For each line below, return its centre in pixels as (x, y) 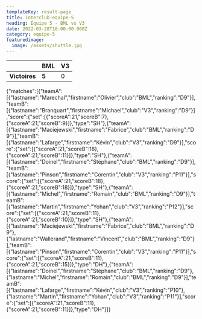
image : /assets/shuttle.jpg (47, 46)
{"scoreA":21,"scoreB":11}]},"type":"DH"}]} (58, 309)
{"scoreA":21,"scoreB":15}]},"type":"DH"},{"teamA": (70, 264)
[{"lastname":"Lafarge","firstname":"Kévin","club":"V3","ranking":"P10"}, (96, 290)
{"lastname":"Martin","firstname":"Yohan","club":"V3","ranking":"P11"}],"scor (101, 296)
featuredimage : (25, 40)
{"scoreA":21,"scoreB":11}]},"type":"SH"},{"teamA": (69, 155)
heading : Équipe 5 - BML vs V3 (46, 23)
